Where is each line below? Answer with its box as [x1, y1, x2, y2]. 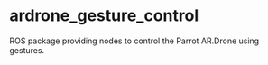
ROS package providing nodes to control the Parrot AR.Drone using [9, 35, 260, 46]
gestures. [9, 44, 45, 55]
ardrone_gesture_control [9, 5, 199, 26]
